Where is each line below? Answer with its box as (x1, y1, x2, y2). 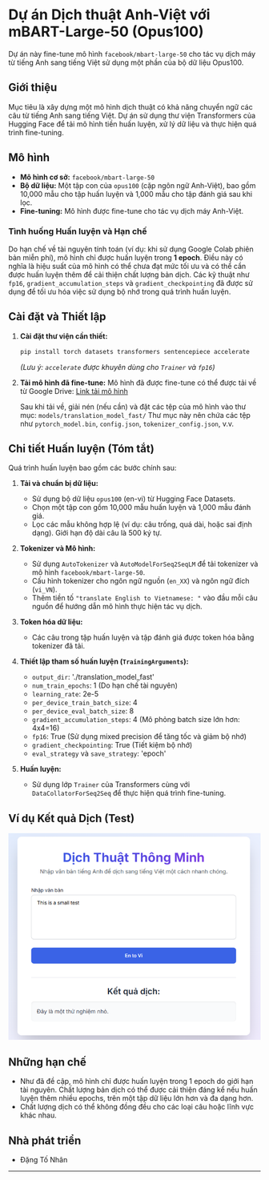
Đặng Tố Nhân (19, 1155, 68, 1165)
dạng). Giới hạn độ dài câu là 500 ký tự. (31, 528, 163, 538)
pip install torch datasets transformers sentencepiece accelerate (19, 347, 250, 355)
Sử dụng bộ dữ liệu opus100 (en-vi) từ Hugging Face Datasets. (31, 494, 236, 504)
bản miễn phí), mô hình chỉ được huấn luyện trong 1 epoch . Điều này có (8, 252, 243, 262)
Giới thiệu (8, 81, 58, 94)
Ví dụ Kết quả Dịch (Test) (8, 811, 134, 825)
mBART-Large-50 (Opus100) (8, 22, 204, 41)
